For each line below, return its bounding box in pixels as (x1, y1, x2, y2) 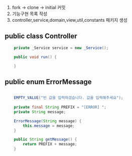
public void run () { (14, 55, 57, 60)
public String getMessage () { (14, 137, 78, 142)
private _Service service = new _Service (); (14, 45, 109, 50)
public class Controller (5, 32, 78, 40)
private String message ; (14, 109, 66, 115)
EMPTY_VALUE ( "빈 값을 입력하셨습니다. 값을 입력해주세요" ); (14, 95, 123, 100)
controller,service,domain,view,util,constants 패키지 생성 (12, 17, 128, 23)
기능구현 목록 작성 (12, 11, 47, 17)
